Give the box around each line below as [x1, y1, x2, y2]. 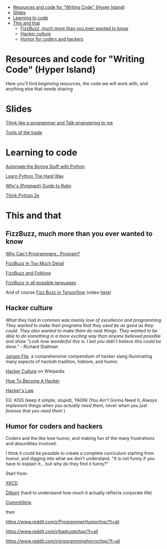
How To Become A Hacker [5, 377, 60, 383]
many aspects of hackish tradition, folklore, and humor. [5, 359, 119, 365]
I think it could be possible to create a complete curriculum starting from [5, 450, 154, 456]
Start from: [5, 471, 28, 477]
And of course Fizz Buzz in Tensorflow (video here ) [5, 289, 112, 295]
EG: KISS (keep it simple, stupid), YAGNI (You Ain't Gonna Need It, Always [5, 397, 158, 403]
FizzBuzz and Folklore [5, 270, 51, 276]
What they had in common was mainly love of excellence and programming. [5, 317, 163, 323]
